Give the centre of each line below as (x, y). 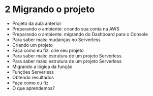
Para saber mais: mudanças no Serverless (56, 40)
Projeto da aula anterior (37, 23)
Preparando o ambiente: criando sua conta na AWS (66, 28)
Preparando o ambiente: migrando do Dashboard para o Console (80, 34)
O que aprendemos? (34, 88)
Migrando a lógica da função (42, 67)
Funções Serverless (33, 72)
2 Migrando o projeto (50, 9)
